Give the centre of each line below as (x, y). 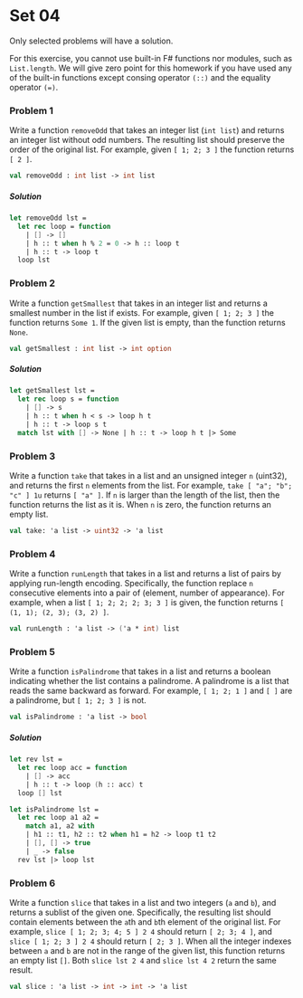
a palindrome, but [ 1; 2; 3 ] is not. (78, 700)
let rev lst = (36, 760)
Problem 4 (33, 554)
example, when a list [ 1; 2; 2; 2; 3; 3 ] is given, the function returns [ (147, 603)
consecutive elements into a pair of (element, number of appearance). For (147, 593)
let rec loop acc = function (72, 768)
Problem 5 (33, 651)
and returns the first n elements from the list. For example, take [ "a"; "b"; (151, 486)
